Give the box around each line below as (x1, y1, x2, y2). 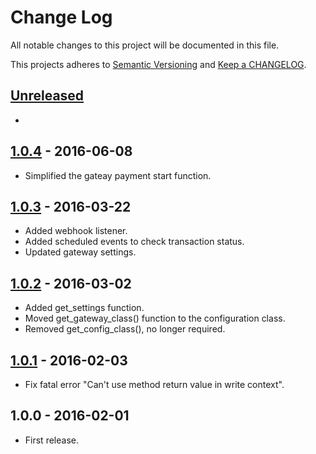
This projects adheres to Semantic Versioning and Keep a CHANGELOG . (10, 58, 307, 70)
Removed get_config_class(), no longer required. (24, 323, 226, 335)
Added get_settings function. (24, 302, 145, 314)
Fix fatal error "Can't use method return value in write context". (24, 379, 285, 390)
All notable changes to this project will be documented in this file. (10, 39, 280, 51)
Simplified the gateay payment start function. (24, 169, 212, 181)
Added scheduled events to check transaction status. (24, 236, 245, 248)
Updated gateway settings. (24, 246, 137, 258)
